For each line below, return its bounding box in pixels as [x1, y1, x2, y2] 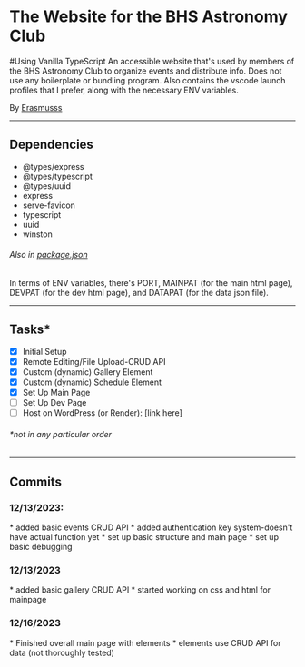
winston [22, 229, 53, 240]
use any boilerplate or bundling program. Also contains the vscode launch [9, 74, 286, 85]
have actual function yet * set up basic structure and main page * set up [9, 532, 280, 543]
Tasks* [9, 322, 52, 338]
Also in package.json [9, 250, 88, 260]
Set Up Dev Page [22, 397, 87, 408]
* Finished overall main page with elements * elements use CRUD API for [9, 637, 281, 648]
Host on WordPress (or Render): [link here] [22, 407, 183, 418]
